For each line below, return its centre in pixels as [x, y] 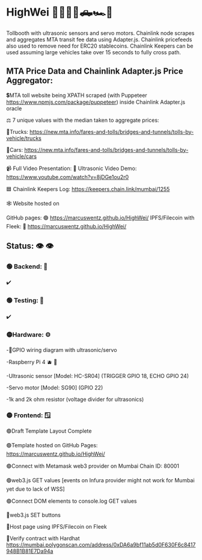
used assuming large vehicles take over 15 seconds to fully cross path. [94, 52]
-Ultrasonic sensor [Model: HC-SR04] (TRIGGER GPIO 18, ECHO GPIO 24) [98, 376]
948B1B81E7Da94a [30, 551]
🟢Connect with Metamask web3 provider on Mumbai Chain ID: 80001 [93, 466]
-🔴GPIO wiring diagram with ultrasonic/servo [62, 350]
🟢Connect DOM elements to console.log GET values [72, 501]
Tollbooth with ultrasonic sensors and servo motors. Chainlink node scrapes [100, 33]
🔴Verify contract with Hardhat [43, 538]
